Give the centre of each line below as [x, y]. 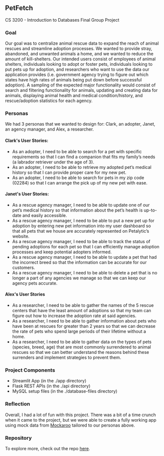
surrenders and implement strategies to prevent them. [67, 357]
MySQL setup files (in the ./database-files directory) [65, 391]
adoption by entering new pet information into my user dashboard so [82, 226]
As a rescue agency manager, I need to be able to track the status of [81, 241]
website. [21, 236]
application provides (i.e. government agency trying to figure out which [77, 75]
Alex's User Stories [25, 295]
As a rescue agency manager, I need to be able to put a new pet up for [83, 220]
